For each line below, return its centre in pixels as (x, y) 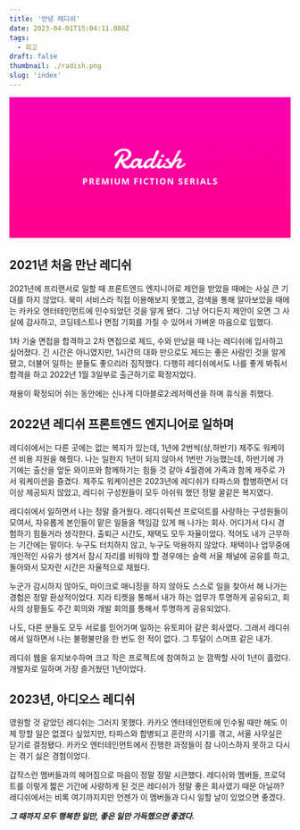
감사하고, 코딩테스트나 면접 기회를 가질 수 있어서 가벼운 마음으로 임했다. (150, 322)
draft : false (33, 57)
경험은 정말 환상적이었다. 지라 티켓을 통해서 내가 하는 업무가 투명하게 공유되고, (145, 597)
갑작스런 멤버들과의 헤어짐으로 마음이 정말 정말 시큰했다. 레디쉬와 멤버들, (135, 775)
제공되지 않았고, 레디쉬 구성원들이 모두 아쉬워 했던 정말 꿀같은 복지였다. (150, 492)
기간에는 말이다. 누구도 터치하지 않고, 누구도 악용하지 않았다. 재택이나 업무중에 (154, 544)
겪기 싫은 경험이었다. (54, 756)
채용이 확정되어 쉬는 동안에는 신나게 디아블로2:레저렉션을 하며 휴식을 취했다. (142, 393)
